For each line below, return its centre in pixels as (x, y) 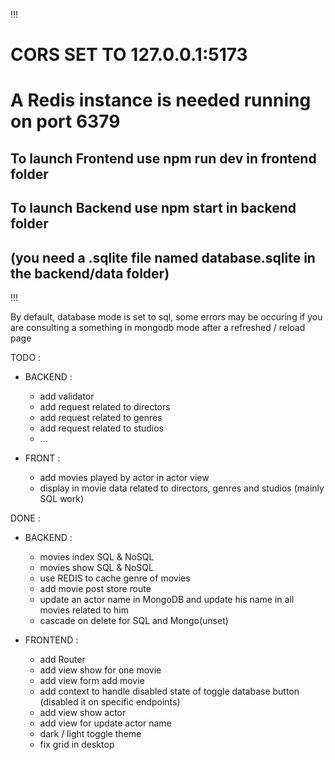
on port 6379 (65, 121)
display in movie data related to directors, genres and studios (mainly (182, 488)
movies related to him (84, 610)
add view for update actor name (105, 723)
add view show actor (83, 712)
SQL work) (62, 498)
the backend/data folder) (90, 273)
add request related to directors (105, 406)
